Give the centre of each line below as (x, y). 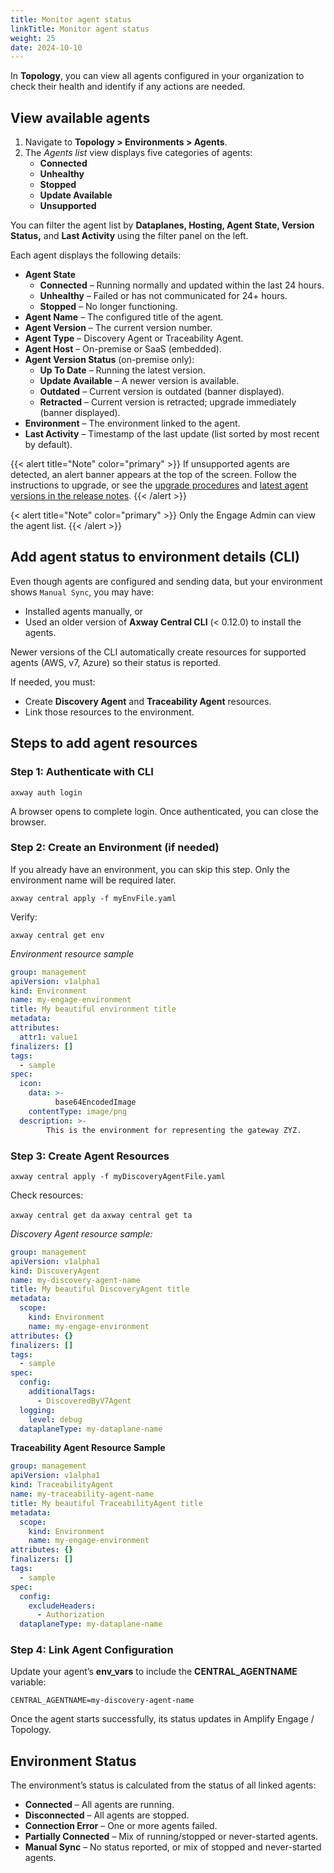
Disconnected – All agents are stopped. (107, 1815)
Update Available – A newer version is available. (139, 381)
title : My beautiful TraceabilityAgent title (106, 1503)
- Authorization (70, 1615)
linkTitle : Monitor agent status (80, 29)
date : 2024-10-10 (46, 47)
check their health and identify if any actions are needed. (128, 87)
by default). (48, 445)
